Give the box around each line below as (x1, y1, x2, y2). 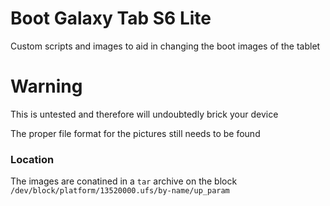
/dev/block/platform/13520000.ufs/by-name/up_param (10, 186, 230, 196)
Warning (10, 75, 83, 98)
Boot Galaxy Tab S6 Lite (10, 7, 212, 30)
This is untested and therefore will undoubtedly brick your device (10, 108, 279, 120)
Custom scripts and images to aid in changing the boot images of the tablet (10, 40, 321, 52)
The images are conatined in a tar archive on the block (10, 175, 238, 187)
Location (10, 152, 55, 166)
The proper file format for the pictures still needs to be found (10, 127, 261, 139)
